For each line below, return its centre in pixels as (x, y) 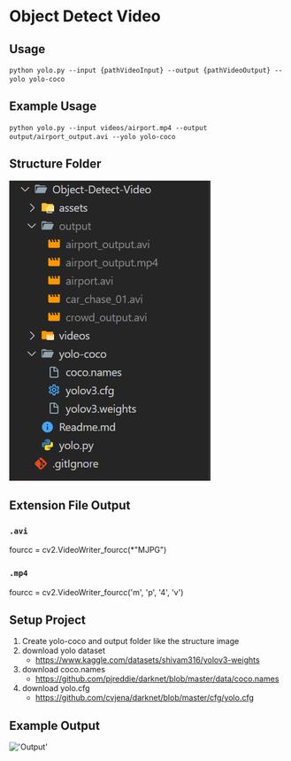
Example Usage (53, 107)
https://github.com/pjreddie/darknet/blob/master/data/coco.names (157, 679)
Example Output (54, 725)
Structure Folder (55, 164)
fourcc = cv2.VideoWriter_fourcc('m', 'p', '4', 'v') (96, 592)
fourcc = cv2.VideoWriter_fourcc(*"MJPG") (88, 550)
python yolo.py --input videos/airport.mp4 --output (108, 128)
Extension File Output (70, 505)
